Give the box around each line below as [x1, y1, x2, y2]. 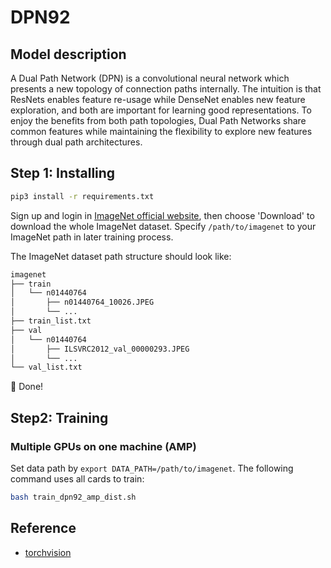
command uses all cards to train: [10, 473, 145, 485]
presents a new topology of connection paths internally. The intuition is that [10, 83, 322, 95]
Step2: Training [10, 409, 109, 426]
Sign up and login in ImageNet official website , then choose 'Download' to [10, 209, 315, 221]
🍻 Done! [10, 381, 44, 393]
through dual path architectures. [10, 136, 143, 148]
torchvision [24, 546, 72, 558]
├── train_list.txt [10, 316, 92, 326]
